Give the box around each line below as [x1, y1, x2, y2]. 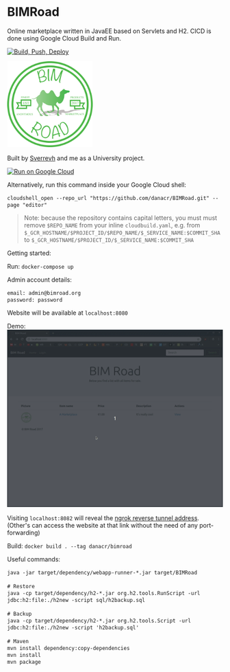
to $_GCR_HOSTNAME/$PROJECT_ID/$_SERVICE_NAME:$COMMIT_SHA [23, 235, 194, 244]
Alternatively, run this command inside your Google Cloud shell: [7, 180, 187, 189]
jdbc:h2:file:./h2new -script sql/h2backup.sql [7, 597, 146, 604]
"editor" [22, 201, 48, 208]
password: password [7, 296, 63, 303]
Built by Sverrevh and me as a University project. [7, 154, 145, 162]
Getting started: [7, 249, 51, 257]
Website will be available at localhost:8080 [7, 309, 129, 317]
